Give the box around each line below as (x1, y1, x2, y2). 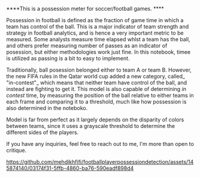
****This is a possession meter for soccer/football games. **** (6, 5, 164, 12)
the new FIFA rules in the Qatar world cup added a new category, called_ (6, 73, 186, 80)
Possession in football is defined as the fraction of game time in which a (6, 17, 184, 23)
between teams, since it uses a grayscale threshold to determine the (6, 123, 175, 129)
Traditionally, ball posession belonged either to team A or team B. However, (6, 66, 192, 74)
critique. (6, 147, 27, 154)
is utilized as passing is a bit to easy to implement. (6, 55, 130, 62)
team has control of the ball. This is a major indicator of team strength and (6, 23, 189, 30)
